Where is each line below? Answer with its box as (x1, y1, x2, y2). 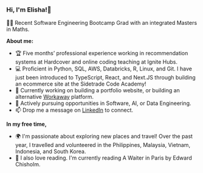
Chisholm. (15, 161, 41, 168)
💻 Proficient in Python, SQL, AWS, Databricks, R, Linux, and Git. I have (15, 65, 193, 72)
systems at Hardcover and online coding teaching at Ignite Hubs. (15, 58, 178, 66)
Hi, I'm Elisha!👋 (6, 5, 52, 14)
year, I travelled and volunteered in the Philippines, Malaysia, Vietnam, (15, 141, 190, 149)
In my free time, (6, 121, 47, 128)
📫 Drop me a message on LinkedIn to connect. (15, 106, 134, 114)
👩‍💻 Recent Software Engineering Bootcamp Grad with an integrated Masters (6, 19, 198, 27)
